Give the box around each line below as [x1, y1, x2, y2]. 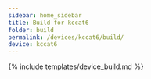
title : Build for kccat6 [8, 19, 89, 27]
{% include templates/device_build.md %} [8, 62, 144, 71]
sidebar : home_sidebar [8, 11, 82, 20]
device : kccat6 [8, 41, 58, 48]
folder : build [8, 26, 55, 34]
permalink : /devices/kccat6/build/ [8, 33, 124, 41]
